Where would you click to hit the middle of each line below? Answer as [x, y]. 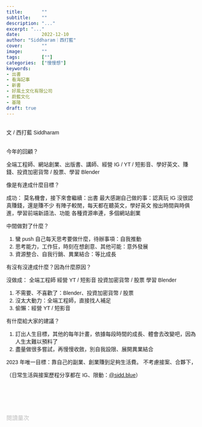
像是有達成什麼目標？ [33, 185]
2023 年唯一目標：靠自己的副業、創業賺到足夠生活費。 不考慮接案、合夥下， [101, 362]
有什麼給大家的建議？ [33, 321]
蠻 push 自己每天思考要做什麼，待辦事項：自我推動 [78, 239]
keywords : [19, 68]
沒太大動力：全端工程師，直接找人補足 [63, 300]
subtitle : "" [27, 18]
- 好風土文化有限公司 [29, 91]
